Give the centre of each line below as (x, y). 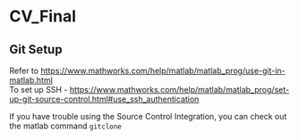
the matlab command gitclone (66, 126)
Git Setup (36, 49)
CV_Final (43, 16)
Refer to (24, 70)
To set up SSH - (38, 90)
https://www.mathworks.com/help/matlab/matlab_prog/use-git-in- (162, 70)
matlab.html (31, 80)
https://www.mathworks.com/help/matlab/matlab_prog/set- (179, 90)
